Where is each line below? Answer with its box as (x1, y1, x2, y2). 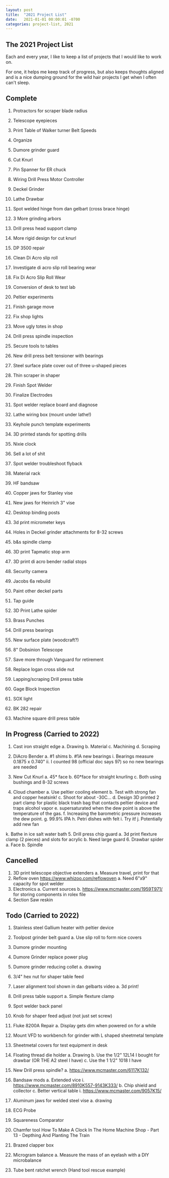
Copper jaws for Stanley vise (13, 490, 73, 496)
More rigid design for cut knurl (13, 235, 76, 241)
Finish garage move (13, 303, 54, 310)
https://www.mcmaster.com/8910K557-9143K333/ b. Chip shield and (13, 1082, 156, 1088)
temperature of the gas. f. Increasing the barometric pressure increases (13, 810, 161, 816)
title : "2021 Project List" (6, 12, 67, 17)
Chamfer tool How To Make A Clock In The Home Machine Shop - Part (13, 1127, 159, 1133)
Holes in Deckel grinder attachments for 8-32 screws (13, 529, 124, 535)
